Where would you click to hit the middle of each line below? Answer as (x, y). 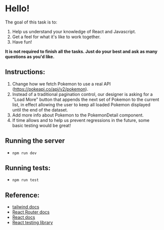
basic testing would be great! (41, 125)
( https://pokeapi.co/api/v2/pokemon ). (50, 89)
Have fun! (22, 42)
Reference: (22, 195)
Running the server (35, 141)
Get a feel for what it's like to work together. (56, 37)
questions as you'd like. (30, 56)
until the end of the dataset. (40, 110)
